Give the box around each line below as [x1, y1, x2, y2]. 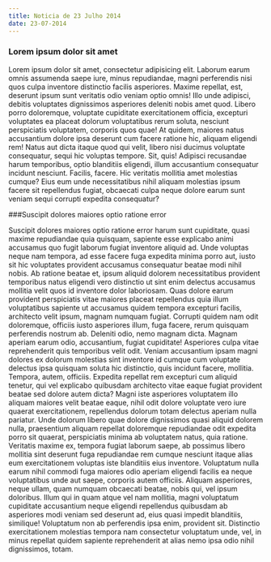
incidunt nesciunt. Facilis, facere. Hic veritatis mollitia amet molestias [8, 168, 238, 178]
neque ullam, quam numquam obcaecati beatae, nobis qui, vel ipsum [8, 483, 238, 493]
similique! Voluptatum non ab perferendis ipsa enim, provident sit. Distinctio [8, 518, 260, 528]
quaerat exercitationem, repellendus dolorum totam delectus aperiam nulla [8, 406, 257, 416]
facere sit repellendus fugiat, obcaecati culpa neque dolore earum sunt [8, 185, 245, 195]
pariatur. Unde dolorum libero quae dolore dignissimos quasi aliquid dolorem [8, 414, 264, 424]
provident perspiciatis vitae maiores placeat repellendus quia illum [8, 294, 229, 304]
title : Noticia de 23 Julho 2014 [8, 11, 121, 20]
